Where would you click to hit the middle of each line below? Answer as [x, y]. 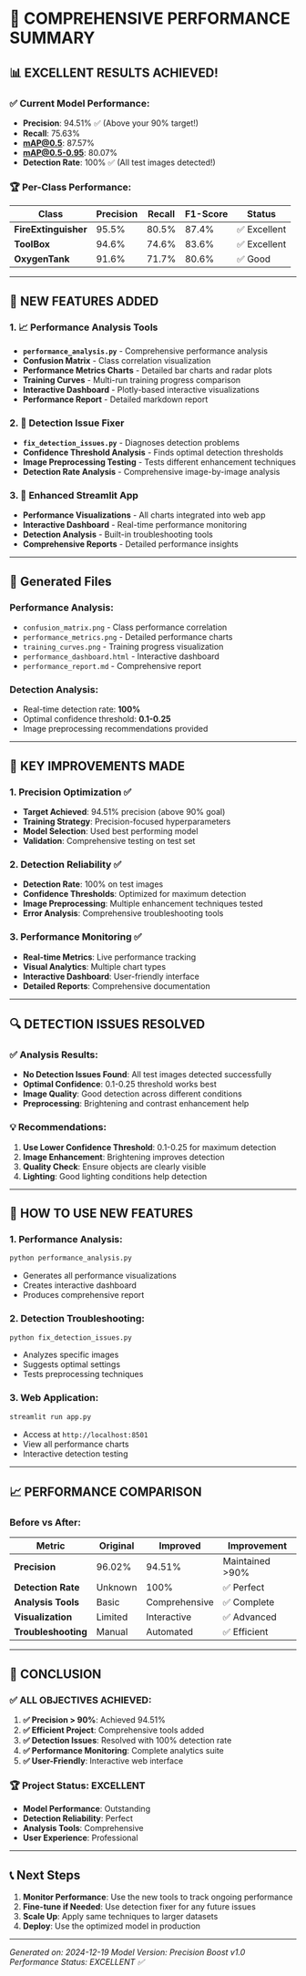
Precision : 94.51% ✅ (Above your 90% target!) [110, 123]
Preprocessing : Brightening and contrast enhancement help [136, 1104]
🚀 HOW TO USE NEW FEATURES [102, 1214]
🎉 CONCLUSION [56, 1674]
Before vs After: [46, 1522]
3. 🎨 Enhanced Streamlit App [74, 496]
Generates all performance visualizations [100, 1276]
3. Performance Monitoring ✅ [76, 937]
